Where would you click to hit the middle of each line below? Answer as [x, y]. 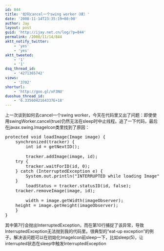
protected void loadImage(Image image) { [55, 137]
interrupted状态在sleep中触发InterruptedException [56, 244]
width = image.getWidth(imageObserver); [74, 201]
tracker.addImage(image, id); [62, 157]
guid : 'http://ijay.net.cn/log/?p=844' [46, 32]
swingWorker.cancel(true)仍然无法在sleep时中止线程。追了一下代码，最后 [83, 121]
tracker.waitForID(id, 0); [58, 166]
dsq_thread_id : [20, 69]
